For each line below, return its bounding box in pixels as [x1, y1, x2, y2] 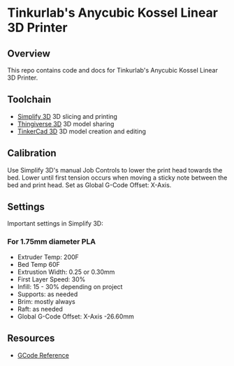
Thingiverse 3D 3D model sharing [17, 119, 115, 128]
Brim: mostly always [17, 297, 75, 305]
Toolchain [7, 94, 52, 105]
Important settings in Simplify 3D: [7, 219, 103, 228]
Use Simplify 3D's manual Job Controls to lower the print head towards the [7, 166, 223, 174]
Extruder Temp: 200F [17, 253, 79, 261]
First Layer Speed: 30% [17, 274, 86, 284]
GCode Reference [17, 351, 70, 359]
